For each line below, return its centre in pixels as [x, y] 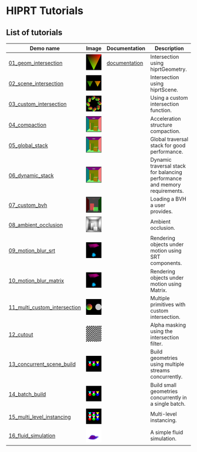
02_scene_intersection [36, 84]
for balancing [167, 172]
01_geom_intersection [35, 63]
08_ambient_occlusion [36, 225]
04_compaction [28, 125]
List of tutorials [34, 33]
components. [166, 263]
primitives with [168, 304]
